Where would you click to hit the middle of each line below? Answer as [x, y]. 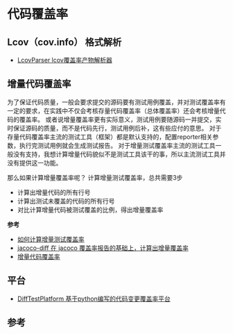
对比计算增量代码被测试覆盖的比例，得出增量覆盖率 [90, 210]
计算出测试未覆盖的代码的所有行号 [66, 201]
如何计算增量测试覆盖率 [51, 239]
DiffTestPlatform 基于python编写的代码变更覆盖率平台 [94, 299]
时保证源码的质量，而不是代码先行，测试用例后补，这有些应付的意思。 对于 [114, 128]
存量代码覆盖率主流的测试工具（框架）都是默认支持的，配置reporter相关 [110, 137]
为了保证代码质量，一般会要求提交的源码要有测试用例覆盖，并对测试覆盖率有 [116, 102]
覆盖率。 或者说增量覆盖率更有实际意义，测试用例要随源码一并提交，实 [120, 119]
